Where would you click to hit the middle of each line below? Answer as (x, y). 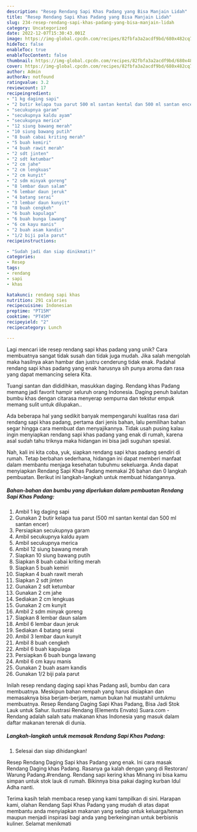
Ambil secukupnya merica (46, 543)
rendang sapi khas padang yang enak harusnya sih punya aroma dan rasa (96, 368)
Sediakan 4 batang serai (44, 630)
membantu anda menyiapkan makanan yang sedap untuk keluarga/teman (95, 811)
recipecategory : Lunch (34, 327)
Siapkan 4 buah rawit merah (49, 574)
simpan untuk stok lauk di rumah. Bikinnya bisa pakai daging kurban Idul (94, 781)
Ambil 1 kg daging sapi (42, 511)
